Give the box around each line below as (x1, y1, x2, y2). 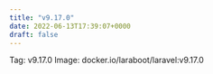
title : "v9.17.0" (9, 13, 75, 23)
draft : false (9, 30, 59, 39)
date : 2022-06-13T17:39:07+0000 (9, 22, 131, 31)
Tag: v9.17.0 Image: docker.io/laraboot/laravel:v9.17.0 (9, 55, 205, 66)
